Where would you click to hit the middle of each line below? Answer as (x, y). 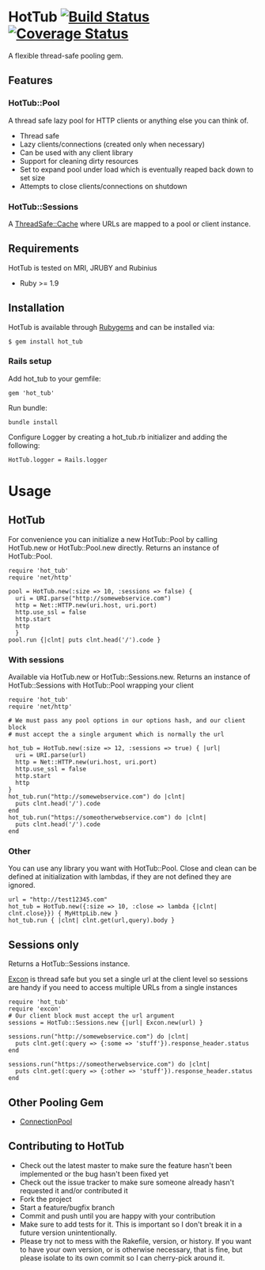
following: (24, 445)
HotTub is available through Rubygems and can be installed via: (112, 327)
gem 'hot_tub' (32, 393)
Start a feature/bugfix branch (67, 1207)
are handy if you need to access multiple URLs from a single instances (123, 988)
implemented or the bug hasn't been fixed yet (94, 1173)
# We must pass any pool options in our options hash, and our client (127, 721)
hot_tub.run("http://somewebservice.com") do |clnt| (97, 797)
